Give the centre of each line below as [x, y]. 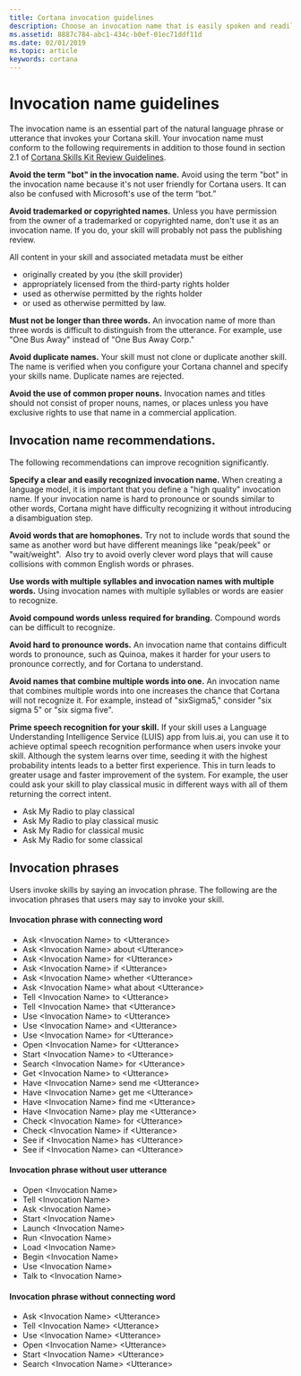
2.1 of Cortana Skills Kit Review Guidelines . [88, 157]
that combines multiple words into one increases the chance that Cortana [145, 690]
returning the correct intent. [60, 793]
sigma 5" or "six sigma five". [61, 709]
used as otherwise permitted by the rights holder [112, 294]
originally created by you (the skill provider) [103, 274]
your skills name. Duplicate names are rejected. [97, 376]
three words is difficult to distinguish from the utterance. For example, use [146, 329]
